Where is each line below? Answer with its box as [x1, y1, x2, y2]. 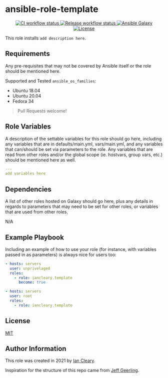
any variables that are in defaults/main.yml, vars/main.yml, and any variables [5, 141, 163, 147]
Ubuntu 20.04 [12, 92, 41, 98]
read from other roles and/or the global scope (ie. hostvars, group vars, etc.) [5, 151, 163, 157]
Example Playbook [5, 233, 64, 241]
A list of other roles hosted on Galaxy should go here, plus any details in [5, 198, 153, 204]
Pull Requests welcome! [17, 107, 67, 113]
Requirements [5, 49, 50, 58]
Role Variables [5, 122, 51, 131]
